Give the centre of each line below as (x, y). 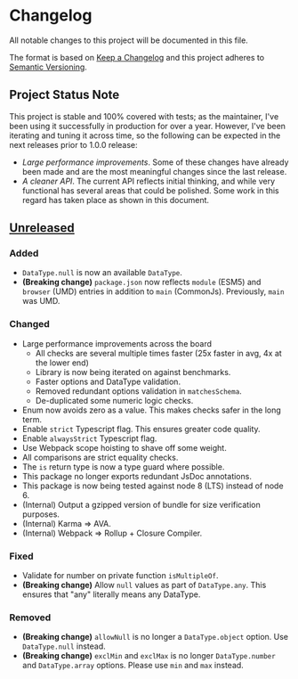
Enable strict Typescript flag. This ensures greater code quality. (141, 429)
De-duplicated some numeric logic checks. (114, 400)
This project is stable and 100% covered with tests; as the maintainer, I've (144, 116)
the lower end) (62, 363)
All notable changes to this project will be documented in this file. (129, 40)
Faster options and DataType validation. (108, 381)
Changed (30, 324)
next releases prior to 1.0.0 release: (73, 144)
